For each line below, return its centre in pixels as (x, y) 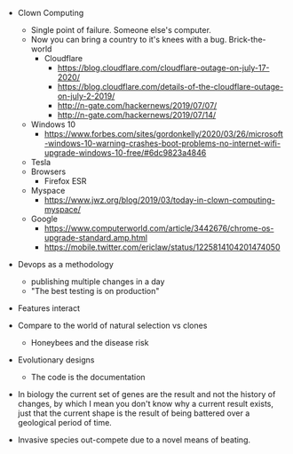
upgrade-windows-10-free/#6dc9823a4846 (125, 153)
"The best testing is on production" (95, 291)
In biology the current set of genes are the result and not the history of (146, 394)
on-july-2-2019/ (86, 96)
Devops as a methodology (65, 264)
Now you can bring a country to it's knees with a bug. (129, 40)
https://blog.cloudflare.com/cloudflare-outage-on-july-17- (163, 68)
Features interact (49, 308)
